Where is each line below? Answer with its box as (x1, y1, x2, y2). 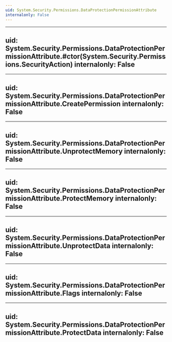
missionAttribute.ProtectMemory (5, 194, 114, 203)
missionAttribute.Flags (5, 289, 80, 297)
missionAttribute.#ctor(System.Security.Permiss (5, 52, 166, 61)
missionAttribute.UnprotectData (5, 242, 111, 250)
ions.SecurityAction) (5, 60, 73, 69)
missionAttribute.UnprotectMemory (5, 147, 123, 155)
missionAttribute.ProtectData (5, 328, 101, 337)
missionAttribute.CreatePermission (5, 99, 121, 108)
